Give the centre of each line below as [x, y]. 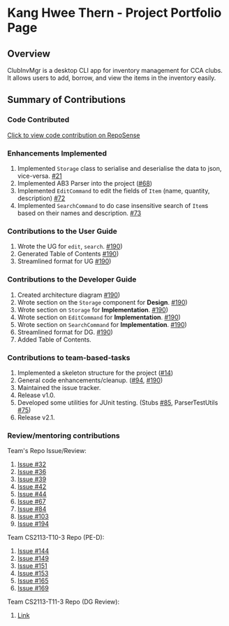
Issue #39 [32, 479]
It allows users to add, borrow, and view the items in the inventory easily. [112, 78]
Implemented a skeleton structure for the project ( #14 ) [95, 373]
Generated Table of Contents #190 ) [68, 254]
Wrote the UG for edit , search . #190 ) [70, 246]
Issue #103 [33, 517]
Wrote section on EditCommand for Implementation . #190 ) [99, 317]
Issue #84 [32, 509]
